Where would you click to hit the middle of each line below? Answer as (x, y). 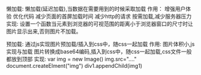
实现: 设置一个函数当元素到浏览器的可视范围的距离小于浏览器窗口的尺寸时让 (100, 24)
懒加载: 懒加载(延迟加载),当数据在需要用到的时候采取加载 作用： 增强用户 (96, 9)
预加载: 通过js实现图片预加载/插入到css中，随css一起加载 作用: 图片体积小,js (100, 44)
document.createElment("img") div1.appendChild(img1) (74, 66)
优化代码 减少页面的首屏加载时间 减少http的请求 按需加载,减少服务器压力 (102, 16)
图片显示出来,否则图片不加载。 (44, 31)
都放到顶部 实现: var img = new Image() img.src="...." (71, 59)
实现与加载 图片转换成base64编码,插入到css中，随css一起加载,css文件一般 (99, 52)
